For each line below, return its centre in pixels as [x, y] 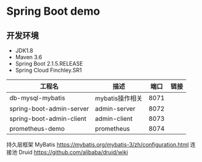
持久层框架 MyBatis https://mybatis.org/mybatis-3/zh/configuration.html [98, 145]
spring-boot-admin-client [48, 119]
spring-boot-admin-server [49, 109]
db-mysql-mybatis [37, 98]
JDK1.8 [24, 51]
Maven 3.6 [29, 57]
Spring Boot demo [53, 11]
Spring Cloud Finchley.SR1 [49, 70]
